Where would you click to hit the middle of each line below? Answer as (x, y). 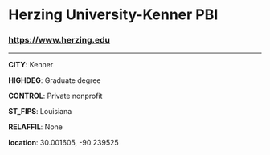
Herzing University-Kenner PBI (113, 15)
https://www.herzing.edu (59, 40)
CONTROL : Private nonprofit (55, 96)
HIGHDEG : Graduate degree (55, 80)
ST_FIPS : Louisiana (40, 112)
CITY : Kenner (31, 65)
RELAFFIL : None (35, 127)
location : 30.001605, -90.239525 (63, 143)
